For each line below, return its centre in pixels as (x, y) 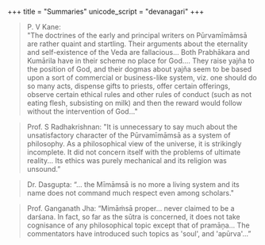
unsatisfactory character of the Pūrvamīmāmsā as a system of (129, 135)
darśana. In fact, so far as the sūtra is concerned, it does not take (134, 217)
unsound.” (44, 169)
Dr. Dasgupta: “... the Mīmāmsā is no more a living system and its (133, 185)
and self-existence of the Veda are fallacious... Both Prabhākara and (138, 52)
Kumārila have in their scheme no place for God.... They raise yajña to (140, 60)
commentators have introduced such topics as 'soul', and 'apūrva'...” (139, 233)
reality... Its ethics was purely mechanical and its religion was (127, 161)
